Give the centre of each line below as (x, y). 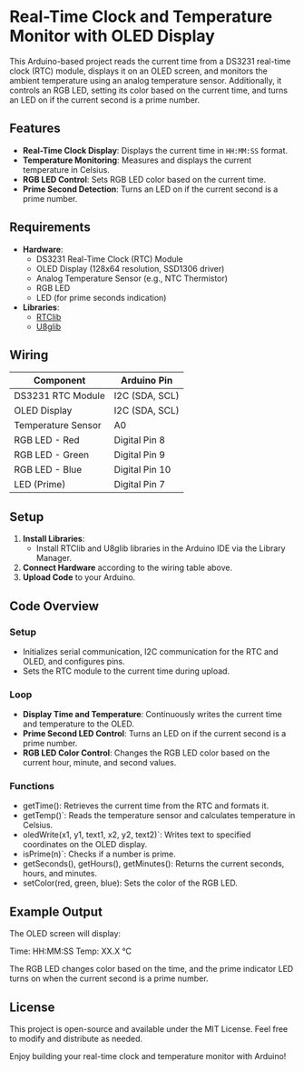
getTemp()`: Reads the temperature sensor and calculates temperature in (159, 816)
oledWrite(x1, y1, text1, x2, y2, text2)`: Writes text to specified (137, 835)
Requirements (50, 228)
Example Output (56, 911)
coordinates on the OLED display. (85, 845)
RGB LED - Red (47, 440)
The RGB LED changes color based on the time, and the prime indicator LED (152, 969)
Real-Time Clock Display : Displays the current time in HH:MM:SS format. (155, 150)
